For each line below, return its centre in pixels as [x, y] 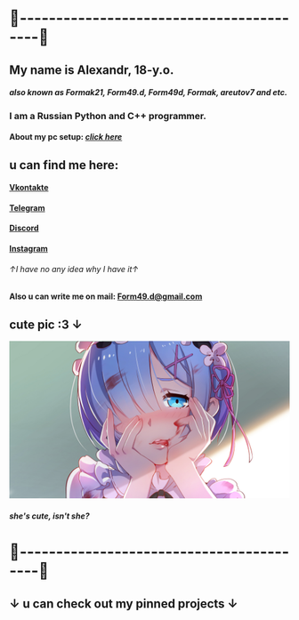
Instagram [29, 248]
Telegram [27, 207]
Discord [24, 228]
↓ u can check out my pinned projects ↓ [124, 604]
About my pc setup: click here [66, 137]
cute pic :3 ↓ [46, 324]
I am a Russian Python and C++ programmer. [108, 116]
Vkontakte [29, 188]
